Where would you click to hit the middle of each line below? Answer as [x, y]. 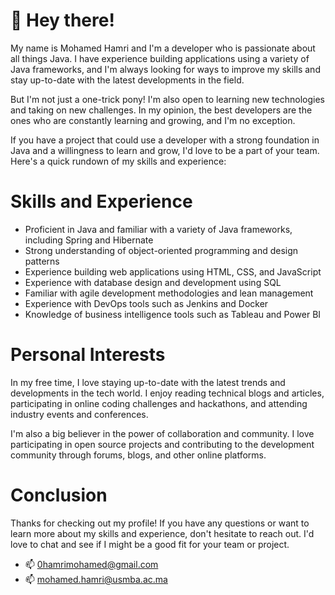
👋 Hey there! [62, 20]
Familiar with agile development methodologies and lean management [169, 293]
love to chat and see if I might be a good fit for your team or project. [150, 544]
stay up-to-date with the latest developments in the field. [127, 80]
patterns [42, 261]
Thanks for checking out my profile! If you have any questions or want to [160, 523]
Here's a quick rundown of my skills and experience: [118, 161]
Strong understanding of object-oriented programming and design [161, 250]
